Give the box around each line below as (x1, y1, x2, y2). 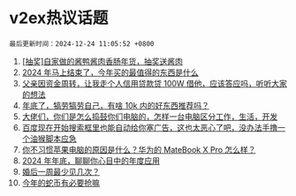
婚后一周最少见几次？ (21, 166, 100, 177)
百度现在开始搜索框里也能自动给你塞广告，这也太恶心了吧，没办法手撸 (21, 122, 278, 132)
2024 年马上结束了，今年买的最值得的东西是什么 (21, 67, 199, 78)
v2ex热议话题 (9, 8, 109, 28)
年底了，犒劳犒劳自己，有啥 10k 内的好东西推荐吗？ (21, 100, 209, 110)
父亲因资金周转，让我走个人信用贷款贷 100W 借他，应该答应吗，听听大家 (21, 78, 287, 88)
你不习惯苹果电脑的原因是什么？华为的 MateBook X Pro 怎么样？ (21, 144, 256, 155)
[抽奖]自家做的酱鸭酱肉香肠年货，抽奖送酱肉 (21, 56, 184, 66)
